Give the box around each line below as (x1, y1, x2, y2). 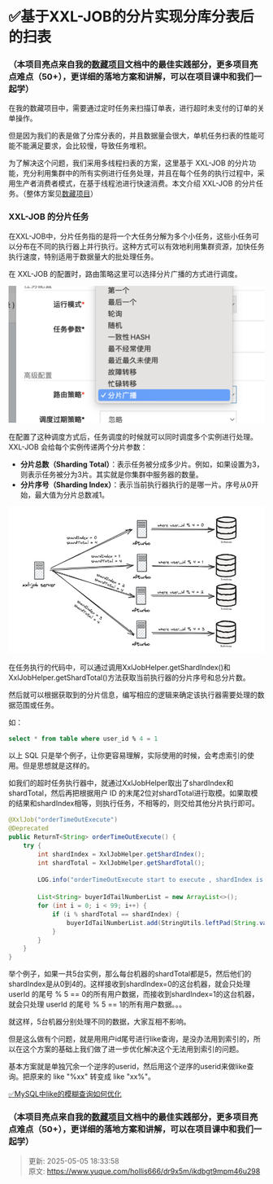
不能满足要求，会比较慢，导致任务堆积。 (15, 141, 151, 151)
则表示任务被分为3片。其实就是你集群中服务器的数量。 (19, 470, 203, 480)
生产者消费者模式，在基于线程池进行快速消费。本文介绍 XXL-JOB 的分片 (15, 178, 257, 188)
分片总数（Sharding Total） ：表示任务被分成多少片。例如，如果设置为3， (19, 459, 264, 469)
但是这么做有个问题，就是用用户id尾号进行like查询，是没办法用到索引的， (8, 1034, 254, 1044)
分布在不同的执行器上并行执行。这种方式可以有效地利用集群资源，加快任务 (15, 241, 265, 251)
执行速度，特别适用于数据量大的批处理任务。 (8, 252, 158, 261)
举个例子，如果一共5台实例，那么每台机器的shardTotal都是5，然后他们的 (8, 969, 252, 979)
